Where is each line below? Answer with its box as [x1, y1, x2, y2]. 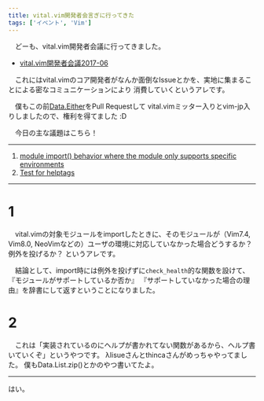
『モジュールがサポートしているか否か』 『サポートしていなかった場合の [8, 276, 244, 285]
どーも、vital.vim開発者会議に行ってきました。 [14, 41, 166, 51]
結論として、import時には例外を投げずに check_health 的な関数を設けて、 [14, 266, 250, 275]
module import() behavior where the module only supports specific [19, 151, 237, 160]
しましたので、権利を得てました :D [14, 111, 127, 120]
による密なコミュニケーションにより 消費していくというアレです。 [14, 84, 229, 94]
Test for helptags [19, 167, 75, 177]
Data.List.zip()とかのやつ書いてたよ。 [37, 360, 159, 370]
